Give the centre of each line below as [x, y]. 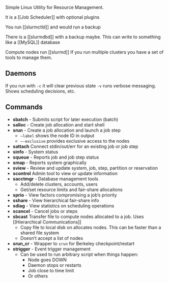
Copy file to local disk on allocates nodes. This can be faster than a [91, 227]
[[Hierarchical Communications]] [47, 222]
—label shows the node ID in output [57, 135]
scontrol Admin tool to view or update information [65, 173]
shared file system [40, 233]
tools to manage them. [29, 57]
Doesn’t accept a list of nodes [51, 238]
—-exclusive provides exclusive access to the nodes [75, 141]
